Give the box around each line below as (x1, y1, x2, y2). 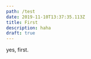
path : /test (6, 8, 35, 15)
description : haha (6, 25, 51, 31)
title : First (6, 19, 38, 25)
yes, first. (6, 46, 29, 53)
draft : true (6, 30, 35, 36)
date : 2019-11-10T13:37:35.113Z (6, 14, 85, 20)
